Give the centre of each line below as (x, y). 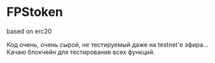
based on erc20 (29, 31)
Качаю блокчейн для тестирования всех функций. (81, 52)
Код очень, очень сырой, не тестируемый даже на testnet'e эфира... (108, 44)
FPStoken (35, 12)
